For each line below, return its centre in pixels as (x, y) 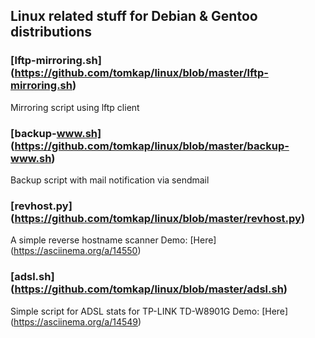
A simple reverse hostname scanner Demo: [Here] (113, 240)
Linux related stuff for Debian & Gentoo (134, 16)
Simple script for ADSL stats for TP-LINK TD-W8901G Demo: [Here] (149, 311)
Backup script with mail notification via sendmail (110, 180)
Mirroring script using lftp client (75, 107)
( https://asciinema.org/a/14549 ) (76, 321)
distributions (51, 32)
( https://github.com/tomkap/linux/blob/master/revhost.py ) (158, 218)
